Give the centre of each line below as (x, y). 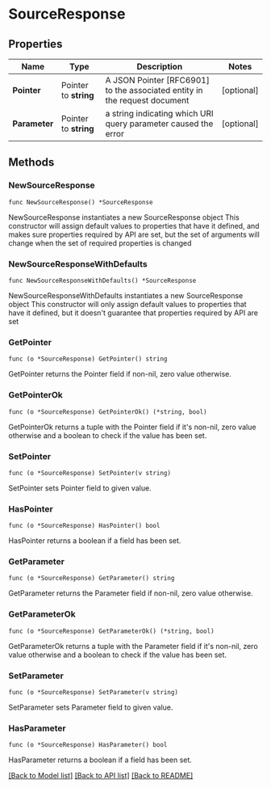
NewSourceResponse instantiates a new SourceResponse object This (124, 217)
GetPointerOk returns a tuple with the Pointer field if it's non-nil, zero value (132, 427)
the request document (147, 100)
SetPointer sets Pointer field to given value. (80, 488)
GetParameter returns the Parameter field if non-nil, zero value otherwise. (131, 593)
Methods (31, 162)
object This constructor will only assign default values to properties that (128, 304)
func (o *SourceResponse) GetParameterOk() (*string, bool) (112, 631)
